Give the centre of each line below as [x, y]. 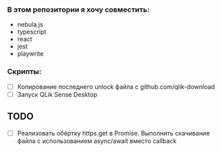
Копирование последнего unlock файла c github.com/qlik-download [116, 87]
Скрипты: [24, 72]
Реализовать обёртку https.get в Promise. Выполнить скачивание [113, 133]
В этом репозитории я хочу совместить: [79, 10]
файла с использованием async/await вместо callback [97, 141]
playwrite [30, 54]
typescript [32, 32]
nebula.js [30, 25]
